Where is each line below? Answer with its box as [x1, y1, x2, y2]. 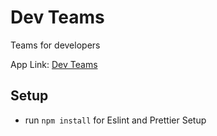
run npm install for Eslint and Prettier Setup [24, 114, 207, 126]
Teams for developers [10, 39, 101, 51]
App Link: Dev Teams [10, 58, 98, 70]
